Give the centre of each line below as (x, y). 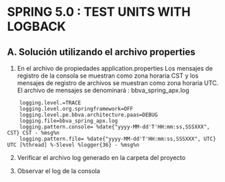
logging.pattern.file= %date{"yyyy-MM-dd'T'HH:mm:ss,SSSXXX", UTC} (118, 139)
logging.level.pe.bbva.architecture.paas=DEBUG (88, 115)
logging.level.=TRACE (50, 103)
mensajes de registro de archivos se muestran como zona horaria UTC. (118, 83)
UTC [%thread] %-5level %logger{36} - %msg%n (73, 145)
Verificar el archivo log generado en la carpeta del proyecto (101, 158)
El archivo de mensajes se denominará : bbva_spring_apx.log (103, 90)
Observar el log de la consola (59, 171)
